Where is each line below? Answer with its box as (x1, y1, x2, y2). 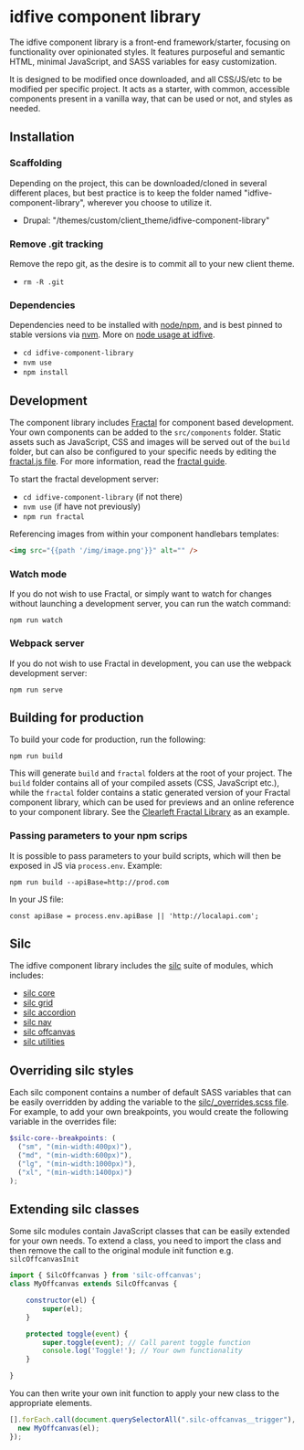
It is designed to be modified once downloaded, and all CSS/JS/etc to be (9, 73, 283, 84)
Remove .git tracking (9, 238, 104, 250)
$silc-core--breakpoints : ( (9, 1134, 117, 1143)
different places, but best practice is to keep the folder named (9, 187, 242, 198)
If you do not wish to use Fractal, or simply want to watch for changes (9, 588, 272, 599)
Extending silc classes (9, 1201, 140, 1217)
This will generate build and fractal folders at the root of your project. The (9, 767, 293, 778)
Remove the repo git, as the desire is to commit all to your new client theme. (9, 258, 295, 269)
